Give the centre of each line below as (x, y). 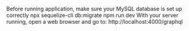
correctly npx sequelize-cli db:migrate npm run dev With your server (92, 15)
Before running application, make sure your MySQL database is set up (94, 9)
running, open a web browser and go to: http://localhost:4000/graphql (94, 22)
